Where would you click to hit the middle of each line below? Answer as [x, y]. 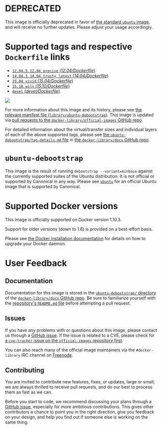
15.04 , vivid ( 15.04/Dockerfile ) [43, 81]
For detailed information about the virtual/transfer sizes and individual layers [81, 129]
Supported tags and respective [69, 47]
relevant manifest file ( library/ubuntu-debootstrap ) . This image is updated [79, 115]
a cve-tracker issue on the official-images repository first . [64, 340]
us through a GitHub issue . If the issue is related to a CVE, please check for [80, 335]
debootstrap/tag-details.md [33, 140]
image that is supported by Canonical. [43, 186]
